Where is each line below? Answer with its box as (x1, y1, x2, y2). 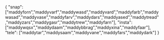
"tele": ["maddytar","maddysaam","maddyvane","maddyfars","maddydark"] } (5, 30, 160, 35)
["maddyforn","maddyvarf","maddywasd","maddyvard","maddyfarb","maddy (5, 9, 159, 15)
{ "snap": (5, 4, 23, 10)
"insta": (117, 19, 133, 25)
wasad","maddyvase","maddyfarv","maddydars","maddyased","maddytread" (5, 14, 159, 20)
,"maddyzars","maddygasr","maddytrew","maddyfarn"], (5, 19, 117, 25)
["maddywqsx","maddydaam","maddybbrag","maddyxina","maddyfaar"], (5, 25, 151, 30)
